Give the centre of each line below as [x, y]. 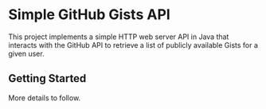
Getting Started [47, 78]
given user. [27, 53]
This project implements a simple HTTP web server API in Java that [119, 37]
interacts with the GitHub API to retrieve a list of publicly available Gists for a [133, 45]
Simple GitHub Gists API [90, 15]
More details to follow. [45, 98]
